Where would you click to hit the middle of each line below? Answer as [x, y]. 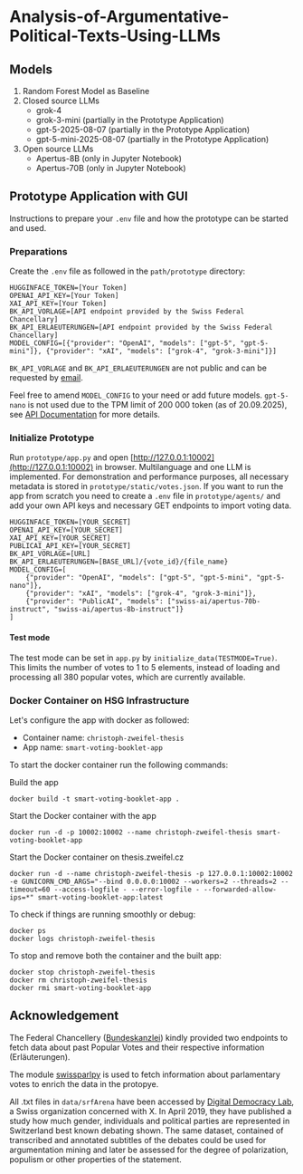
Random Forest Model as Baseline [86, 91]
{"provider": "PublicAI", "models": [95, 601]
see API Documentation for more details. [85, 415]
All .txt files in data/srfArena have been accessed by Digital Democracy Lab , [152, 1102]
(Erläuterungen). [40, 1056]
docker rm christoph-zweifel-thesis [78, 980]
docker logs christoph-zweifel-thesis [82, 938]
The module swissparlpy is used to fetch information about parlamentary [145, 1074]
